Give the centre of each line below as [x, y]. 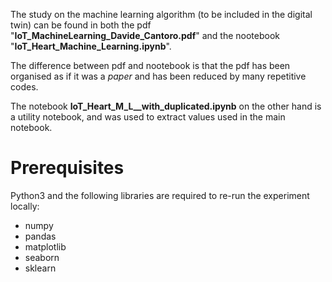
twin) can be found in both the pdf [81, 25]
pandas [40, 236]
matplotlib [45, 246]
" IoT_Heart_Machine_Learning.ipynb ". [91, 46]
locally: [25, 206]
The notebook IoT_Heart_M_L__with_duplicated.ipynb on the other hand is [166, 106]
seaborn [42, 257]
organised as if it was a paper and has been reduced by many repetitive [158, 76]
